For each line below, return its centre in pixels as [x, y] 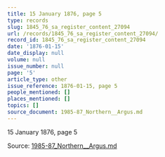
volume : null [26, 60]
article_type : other [38, 79]
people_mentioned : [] [39, 92]
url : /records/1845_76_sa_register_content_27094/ [83, 33]
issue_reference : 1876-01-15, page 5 [62, 86]
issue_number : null [36, 66]
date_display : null [36, 54]
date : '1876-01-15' [36, 46]
